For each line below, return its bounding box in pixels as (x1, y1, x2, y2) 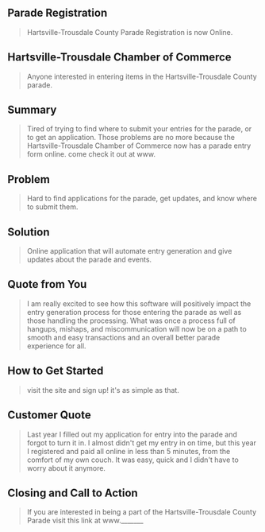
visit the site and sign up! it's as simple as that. (26, 385, 179, 394)
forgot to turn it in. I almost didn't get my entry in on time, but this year (26, 437, 257, 448)
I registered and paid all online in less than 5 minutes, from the (26, 446, 231, 456)
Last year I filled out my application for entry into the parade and (26, 429, 237, 439)
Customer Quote (7, 409, 92, 422)
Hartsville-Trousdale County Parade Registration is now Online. (26, 27, 233, 37)
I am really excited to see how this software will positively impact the (26, 298, 252, 309)
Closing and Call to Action (7, 486, 138, 499)
